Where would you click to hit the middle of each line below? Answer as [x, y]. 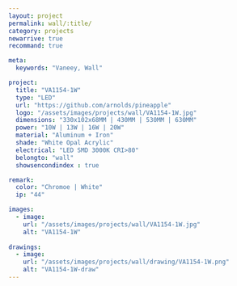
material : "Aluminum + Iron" [65, 135]
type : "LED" [36, 98]
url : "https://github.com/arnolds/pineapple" [94, 105]
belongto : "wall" [45, 158]
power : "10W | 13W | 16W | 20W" [70, 128]
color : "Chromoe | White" [59, 187]
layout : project [36, 16]
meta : [17, 61]
